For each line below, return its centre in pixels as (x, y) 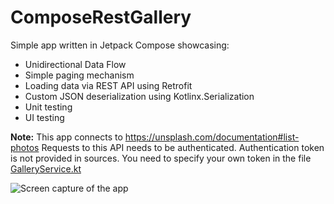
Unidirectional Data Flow (75, 64)
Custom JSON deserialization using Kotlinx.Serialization (139, 96)
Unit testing (48, 107)
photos (25, 147)
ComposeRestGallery (101, 17)
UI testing (44, 117)
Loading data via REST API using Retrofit (108, 85)
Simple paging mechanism (79, 75)
